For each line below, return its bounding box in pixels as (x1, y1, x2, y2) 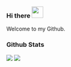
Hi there (6, 11, 31, 19)
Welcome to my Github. (6, 25, 65, 33)
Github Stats (6, 40, 45, 49)
